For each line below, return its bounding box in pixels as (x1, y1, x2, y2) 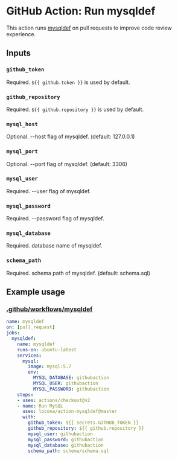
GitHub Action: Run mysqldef (6, 4, 156, 18)
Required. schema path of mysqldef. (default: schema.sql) (6, 269, 151, 276)
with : (22, 414, 36, 420)
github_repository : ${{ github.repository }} (28, 426, 145, 432)
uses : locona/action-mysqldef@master (22, 409, 118, 415)
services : (17, 352, 42, 359)
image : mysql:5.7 (28, 363, 71, 369)
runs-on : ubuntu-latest (17, 347, 77, 353)
